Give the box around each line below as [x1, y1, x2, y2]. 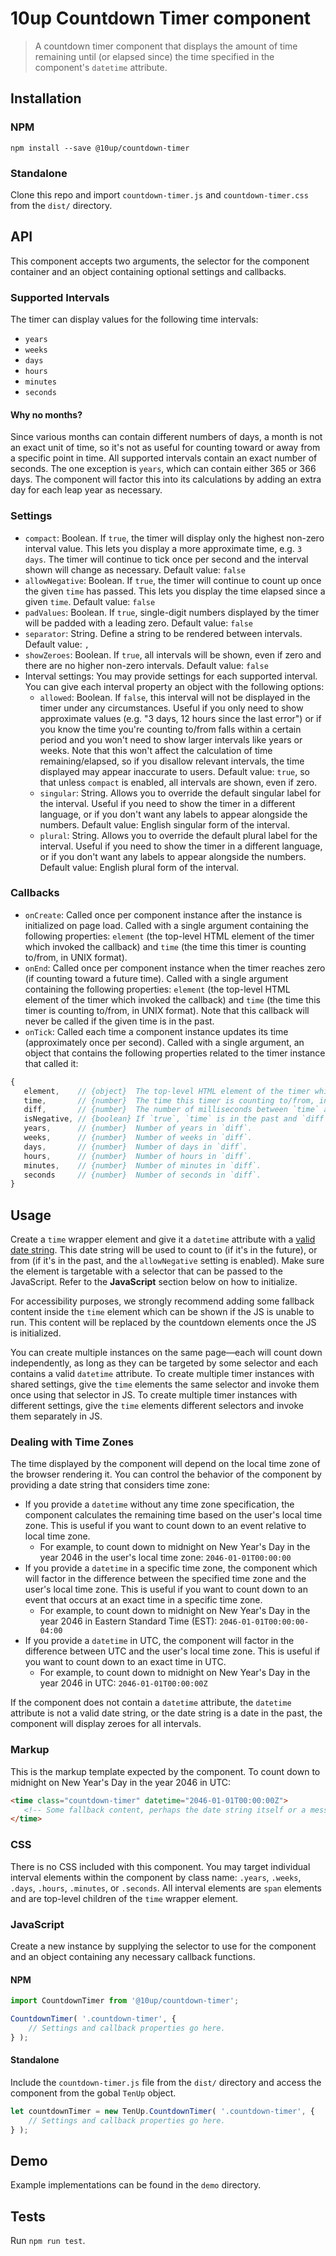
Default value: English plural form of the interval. [39, 861, 240, 873]
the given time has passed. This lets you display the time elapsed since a [24, 585, 326, 597]
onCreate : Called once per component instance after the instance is [24, 908, 303, 921]
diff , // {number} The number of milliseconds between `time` [23, 1105, 320, 1115]
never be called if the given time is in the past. [24, 1015, 215, 1027]
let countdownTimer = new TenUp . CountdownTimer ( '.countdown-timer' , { [10, 2106, 315, 2116]
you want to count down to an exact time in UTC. [24, 1656, 227, 1668]
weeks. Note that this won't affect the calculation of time [39, 744, 273, 756]
